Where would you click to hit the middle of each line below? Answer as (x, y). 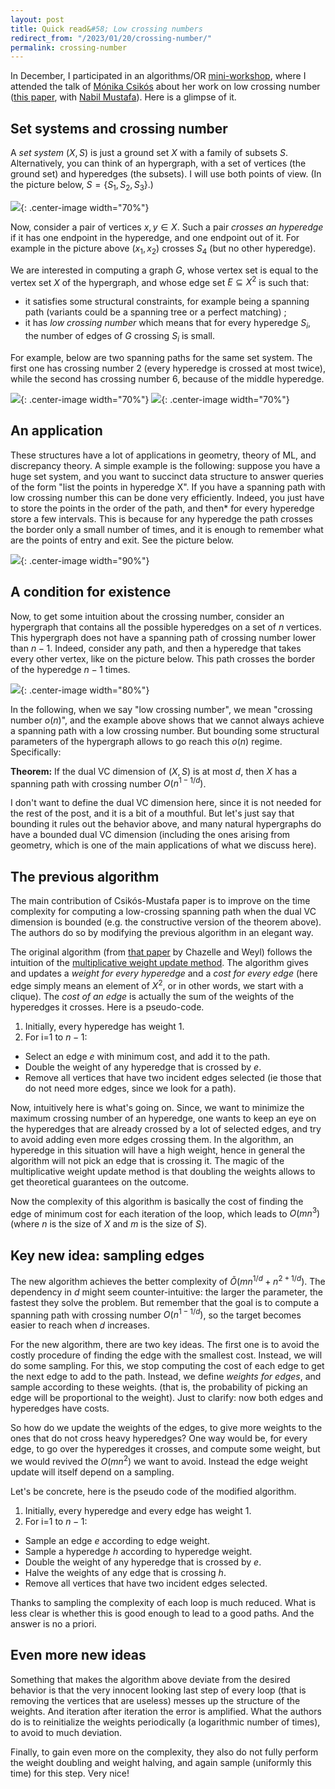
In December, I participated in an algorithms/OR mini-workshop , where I (158, 76)
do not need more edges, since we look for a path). (130, 1088)
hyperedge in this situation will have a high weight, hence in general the (158, 1150)
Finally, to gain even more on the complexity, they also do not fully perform (164, 1752)
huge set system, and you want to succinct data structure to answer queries (167, 476)
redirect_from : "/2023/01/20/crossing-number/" (111, 38)
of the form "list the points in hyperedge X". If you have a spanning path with (168, 487)
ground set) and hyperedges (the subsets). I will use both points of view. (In (166, 174)
